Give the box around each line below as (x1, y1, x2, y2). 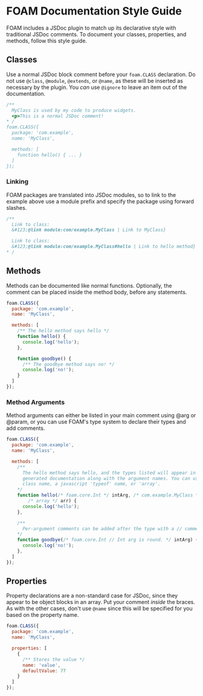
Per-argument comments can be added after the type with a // (22, 525, 182, 532)
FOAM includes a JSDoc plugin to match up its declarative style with (6, 24, 176, 31)
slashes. (6, 204, 27, 211)
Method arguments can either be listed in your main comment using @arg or (6, 412, 196, 419)
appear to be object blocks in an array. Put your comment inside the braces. (6, 599, 195, 606)
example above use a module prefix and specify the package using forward (6, 198, 195, 205)
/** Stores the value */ (22, 656, 85, 663)
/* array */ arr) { (28, 498, 77, 504)
